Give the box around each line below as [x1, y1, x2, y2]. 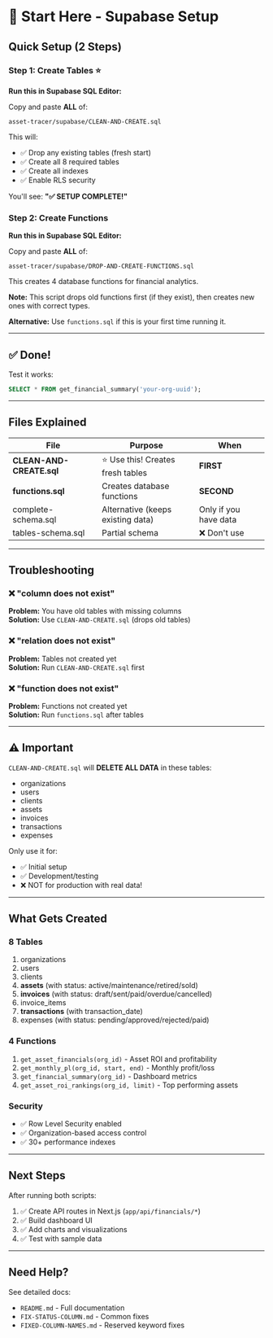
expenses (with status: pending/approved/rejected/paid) [19, 1015, 210, 1025]
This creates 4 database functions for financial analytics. [8, 277, 199, 286]
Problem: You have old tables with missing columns [8, 606, 182, 616]
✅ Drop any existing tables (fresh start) [19, 147, 152, 157]
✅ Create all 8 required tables [19, 156, 119, 166]
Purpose [129, 439, 164, 451]
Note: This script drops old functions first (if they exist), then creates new [8, 292, 255, 302]
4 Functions [8, 1035, 57, 1047]
